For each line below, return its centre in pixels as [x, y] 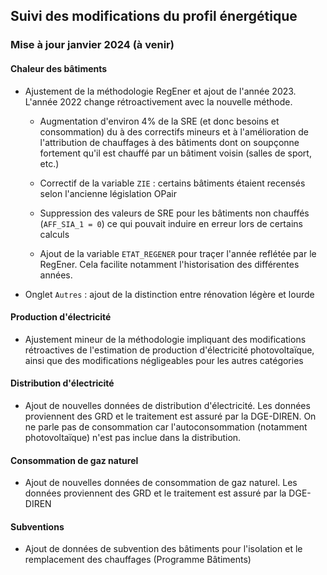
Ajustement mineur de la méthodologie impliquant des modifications [165, 339]
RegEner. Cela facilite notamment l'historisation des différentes [169, 264]
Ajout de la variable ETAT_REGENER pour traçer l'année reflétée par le [178, 253]
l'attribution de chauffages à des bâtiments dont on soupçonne [169, 142]
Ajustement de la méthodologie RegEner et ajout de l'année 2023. [160, 91]
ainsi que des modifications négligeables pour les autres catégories [164, 360]
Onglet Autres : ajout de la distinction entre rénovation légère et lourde [169, 294]
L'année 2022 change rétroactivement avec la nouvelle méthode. [158, 101]
